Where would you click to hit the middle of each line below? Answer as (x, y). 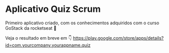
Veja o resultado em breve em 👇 (38, 38)
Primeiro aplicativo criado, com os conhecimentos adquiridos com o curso (82, 23)
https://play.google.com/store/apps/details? (118, 38)
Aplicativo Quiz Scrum (53, 9)
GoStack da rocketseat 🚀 (31, 28)
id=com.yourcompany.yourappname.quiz (48, 45)
